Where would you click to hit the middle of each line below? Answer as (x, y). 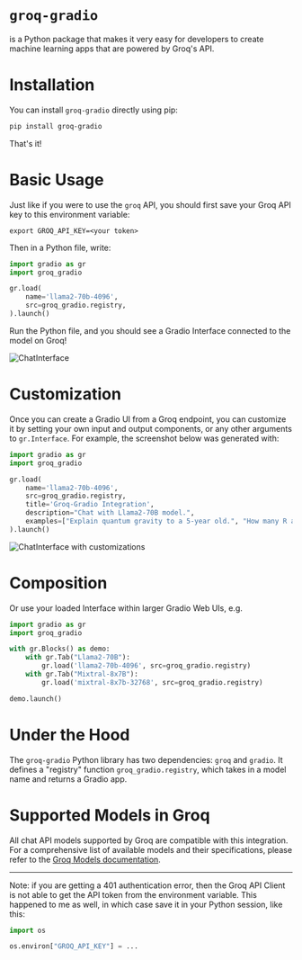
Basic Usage (57, 179)
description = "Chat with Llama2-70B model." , (110, 513)
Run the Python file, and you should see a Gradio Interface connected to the (150, 330)
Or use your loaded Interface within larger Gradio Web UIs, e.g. (126, 608)
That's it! (26, 143)
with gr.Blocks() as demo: (60, 649)
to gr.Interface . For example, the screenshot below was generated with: (144, 438)
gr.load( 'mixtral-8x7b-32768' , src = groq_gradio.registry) (152, 682)
